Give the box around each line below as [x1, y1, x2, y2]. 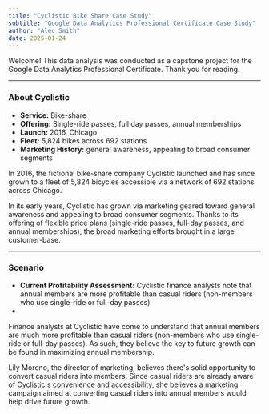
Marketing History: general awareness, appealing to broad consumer [19, 144, 251, 154]
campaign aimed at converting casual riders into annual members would [8, 388, 247, 397]
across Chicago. [8, 185, 62, 195]
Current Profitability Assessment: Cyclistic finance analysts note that [19, 280, 252, 290]
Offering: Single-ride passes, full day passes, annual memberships [19, 119, 242, 128]
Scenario [8, 262, 44, 273]
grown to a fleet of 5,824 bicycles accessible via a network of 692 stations [8, 177, 255, 187]
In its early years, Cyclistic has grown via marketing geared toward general [8, 201, 255, 211]
